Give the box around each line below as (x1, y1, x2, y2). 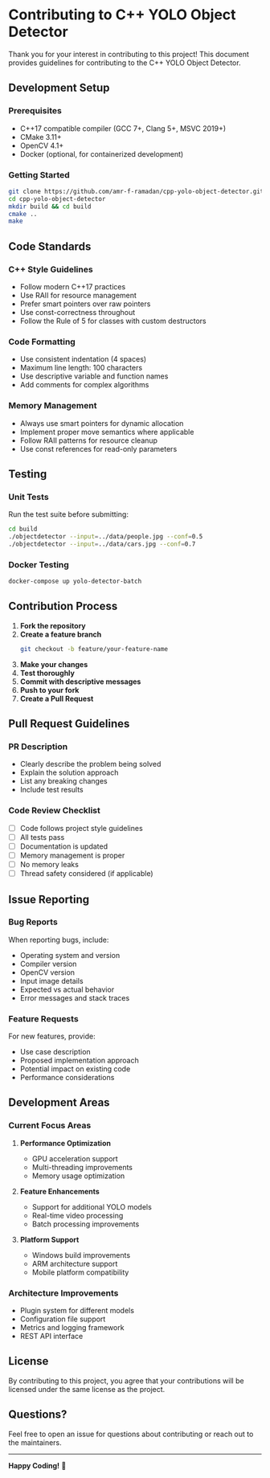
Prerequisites (8, 105, 62, 117)
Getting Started (8, 169, 70, 180)
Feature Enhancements (19, 1186, 100, 1196)
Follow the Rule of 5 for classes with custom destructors (19, 316, 207, 325)
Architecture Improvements (8, 1288, 119, 1299)
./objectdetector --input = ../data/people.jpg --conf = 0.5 (8, 533, 203, 541)
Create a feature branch (19, 629, 102, 639)
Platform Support (19, 1234, 80, 1244)
